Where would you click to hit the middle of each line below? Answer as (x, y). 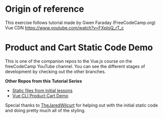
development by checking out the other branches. (56, 71)
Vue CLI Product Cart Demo (40, 95)
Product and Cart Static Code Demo (79, 48)
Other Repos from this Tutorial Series (44, 81)
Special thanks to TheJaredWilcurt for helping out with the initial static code (81, 105)
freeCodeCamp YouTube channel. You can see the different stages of (75, 66)
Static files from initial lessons (42, 90)
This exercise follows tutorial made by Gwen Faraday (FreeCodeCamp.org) (80, 23)
